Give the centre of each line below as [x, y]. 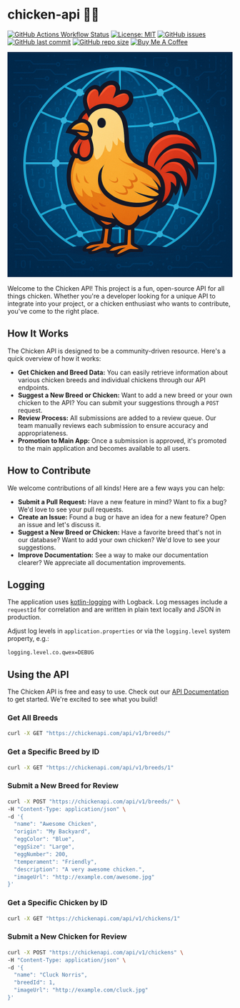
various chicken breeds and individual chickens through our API [111, 380]
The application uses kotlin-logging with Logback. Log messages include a [117, 602]
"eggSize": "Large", [44, 847]
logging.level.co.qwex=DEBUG [51, 653]
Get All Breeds [33, 718]
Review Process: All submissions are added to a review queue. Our [117, 418]
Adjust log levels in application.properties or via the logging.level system [119, 631]
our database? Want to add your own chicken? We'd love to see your [119, 539]
